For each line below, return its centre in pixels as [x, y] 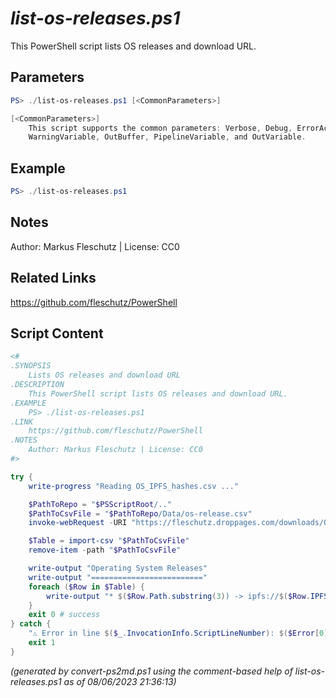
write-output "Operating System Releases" [118, 568]
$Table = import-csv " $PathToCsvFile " [109, 541]
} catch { [31, 624]
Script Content [57, 333]
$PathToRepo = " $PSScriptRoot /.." [100, 504]
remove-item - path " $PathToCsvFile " [105, 550]
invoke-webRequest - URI [78, 523]
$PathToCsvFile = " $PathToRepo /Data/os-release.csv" [140, 513]
